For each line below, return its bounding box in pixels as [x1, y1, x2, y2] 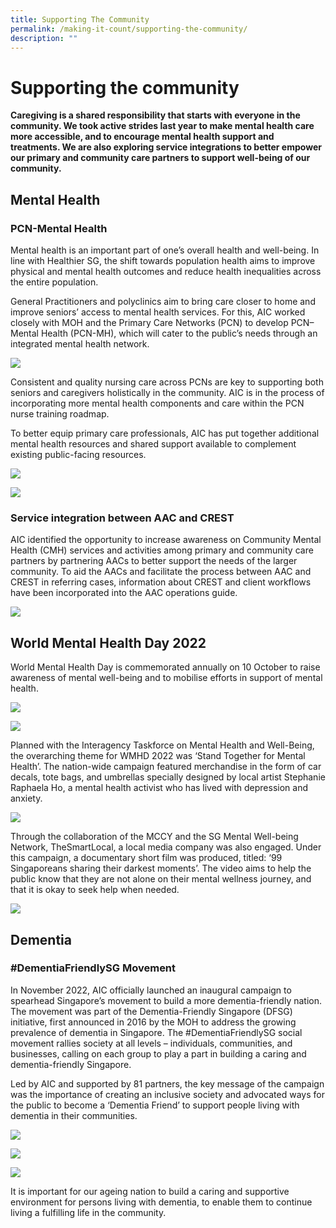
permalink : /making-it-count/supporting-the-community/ [10, 24, 248, 34]
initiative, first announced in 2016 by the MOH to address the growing [10, 1016, 297, 1028]
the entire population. [10, 276, 99, 288]
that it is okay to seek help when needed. [10, 884, 180, 896]
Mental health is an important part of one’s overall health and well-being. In [10, 244, 320, 256]
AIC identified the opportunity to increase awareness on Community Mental [10, 534, 322, 546]
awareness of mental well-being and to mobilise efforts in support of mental [10, 672, 323, 684]
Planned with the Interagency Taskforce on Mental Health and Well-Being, [10, 739, 315, 751]
